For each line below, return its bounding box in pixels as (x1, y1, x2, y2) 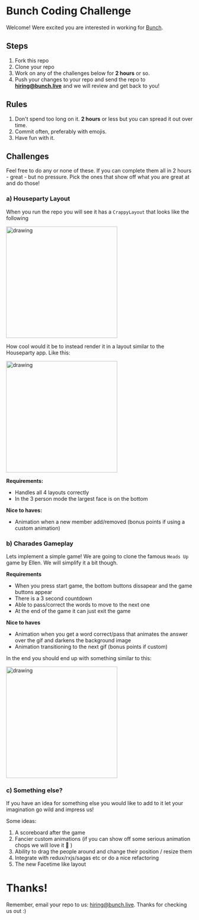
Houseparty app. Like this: (6, 349, 70, 356)
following (6, 214, 28, 221)
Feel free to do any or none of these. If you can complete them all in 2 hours (6, 167, 192, 174)
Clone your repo (14, 63, 54, 70)
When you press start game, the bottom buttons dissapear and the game (14, 582, 192, 589)
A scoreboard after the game (14, 829, 86, 836)
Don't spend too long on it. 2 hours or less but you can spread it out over (14, 115, 193, 123)
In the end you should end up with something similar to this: (6, 654, 152, 661)
